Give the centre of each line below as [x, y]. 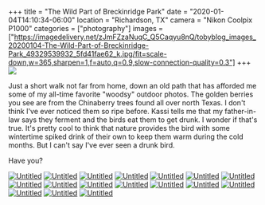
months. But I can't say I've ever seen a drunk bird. [92, 145]
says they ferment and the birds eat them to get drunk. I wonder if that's [139, 120]
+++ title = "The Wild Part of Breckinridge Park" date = [98, 12]
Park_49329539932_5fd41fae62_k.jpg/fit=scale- [88, 54]
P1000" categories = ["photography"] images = [86, 28]
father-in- [240, 111]
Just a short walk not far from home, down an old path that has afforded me [132, 86]
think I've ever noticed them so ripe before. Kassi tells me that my [116, 111]
